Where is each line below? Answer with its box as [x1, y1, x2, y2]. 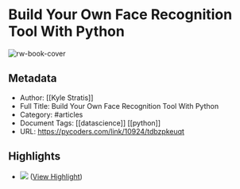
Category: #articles [19, 110, 83, 119]
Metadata [8, 71, 57, 85]
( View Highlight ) [29, 172, 83, 181]
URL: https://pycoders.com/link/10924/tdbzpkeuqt [19, 126, 185, 136]
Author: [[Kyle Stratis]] [19, 93, 94, 102]
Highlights [8, 149, 61, 164]
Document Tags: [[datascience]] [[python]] [19, 118, 161, 128]
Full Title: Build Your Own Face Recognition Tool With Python [19, 101, 219, 110]
